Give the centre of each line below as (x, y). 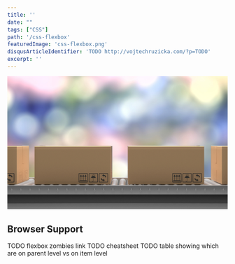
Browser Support (45, 229)
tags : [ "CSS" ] (28, 29)
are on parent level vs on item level (57, 253)
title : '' (22, 15)
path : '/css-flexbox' (39, 37)
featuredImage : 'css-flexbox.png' (58, 44)
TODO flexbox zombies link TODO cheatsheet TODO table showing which (113, 246)
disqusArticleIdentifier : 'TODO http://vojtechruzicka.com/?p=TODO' (109, 52)
